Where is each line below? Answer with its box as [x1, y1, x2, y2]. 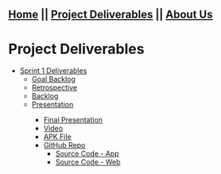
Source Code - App [55, 149, 119, 159]
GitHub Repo [43, 141, 86, 150]
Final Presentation [43, 115, 103, 125]
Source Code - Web [55, 157, 121, 167]
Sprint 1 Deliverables [19, 66, 87, 75]
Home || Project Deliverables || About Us [8, 8, 213, 21]
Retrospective [31, 83, 78, 92]
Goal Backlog [31, 75, 76, 84]
